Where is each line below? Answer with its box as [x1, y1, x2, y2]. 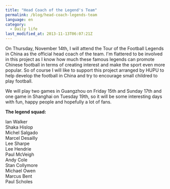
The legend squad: [5, 109, 46, 115]
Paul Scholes [5, 179, 33, 184]
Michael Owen [5, 167, 36, 174]
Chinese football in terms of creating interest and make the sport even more [5, 62, 165, 68]
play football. [5, 78, 33, 84]
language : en [5, 17, 33, 22]
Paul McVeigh [5, 152, 34, 157]
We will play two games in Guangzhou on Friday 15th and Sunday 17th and [5, 88, 162, 94]
